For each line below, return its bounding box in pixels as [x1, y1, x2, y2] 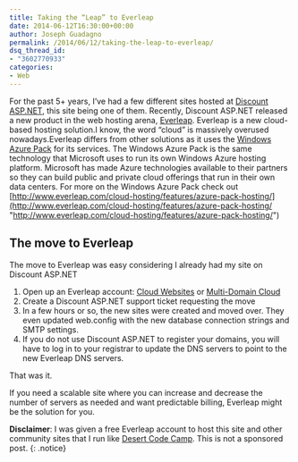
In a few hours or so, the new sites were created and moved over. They [21, 305, 285, 315]
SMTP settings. [21, 323, 79, 335]
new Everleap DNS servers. [21, 352, 124, 363]
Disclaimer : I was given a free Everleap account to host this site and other [9, 424, 283, 434]
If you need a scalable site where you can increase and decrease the [9, 387, 263, 398]
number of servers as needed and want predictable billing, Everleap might [9, 397, 283, 407]
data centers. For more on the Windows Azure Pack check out [9, 181, 239, 192]
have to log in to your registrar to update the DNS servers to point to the [21, 343, 288, 354]
